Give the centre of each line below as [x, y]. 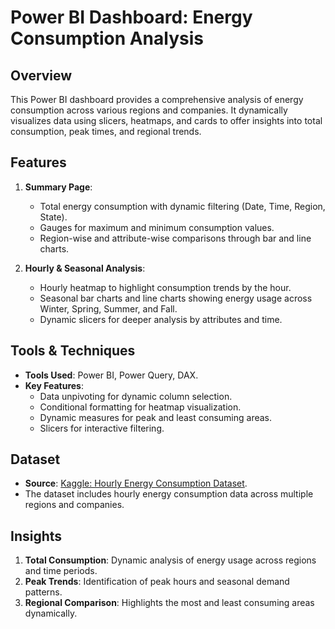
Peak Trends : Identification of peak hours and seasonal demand [157, 582]
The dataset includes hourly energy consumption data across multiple [169, 494]
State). [53, 217]
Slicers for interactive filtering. [102, 428]
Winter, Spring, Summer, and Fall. [108, 308]
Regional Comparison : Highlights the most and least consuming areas [169, 603]
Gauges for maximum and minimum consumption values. [157, 227]
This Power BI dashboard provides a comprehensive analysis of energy [157, 99]
